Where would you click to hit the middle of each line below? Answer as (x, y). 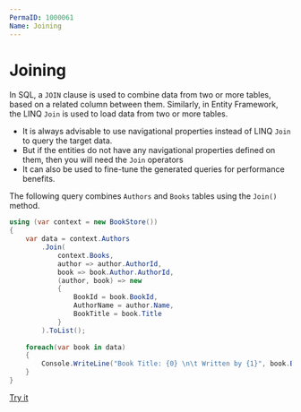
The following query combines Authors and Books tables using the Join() (143, 196)
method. (25, 206)
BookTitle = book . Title (118, 314)
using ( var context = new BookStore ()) (84, 222)
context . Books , (86, 255)
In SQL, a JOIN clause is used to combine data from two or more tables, (140, 95)
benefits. (39, 179)
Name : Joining (36, 26)
